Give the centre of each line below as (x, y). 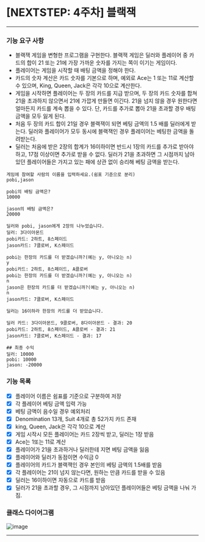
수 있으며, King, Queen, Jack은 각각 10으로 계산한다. (78, 85)
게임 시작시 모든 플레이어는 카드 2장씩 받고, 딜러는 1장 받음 (85, 434)
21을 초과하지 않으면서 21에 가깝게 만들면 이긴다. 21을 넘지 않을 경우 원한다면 (106, 101)
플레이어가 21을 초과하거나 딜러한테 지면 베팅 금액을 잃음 (82, 449)
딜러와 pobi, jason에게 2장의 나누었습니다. (56, 226)
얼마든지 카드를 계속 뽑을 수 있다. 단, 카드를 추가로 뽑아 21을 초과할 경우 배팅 (106, 109)
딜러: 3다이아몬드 (25, 233)
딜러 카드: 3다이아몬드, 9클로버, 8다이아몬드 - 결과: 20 (69, 323)
